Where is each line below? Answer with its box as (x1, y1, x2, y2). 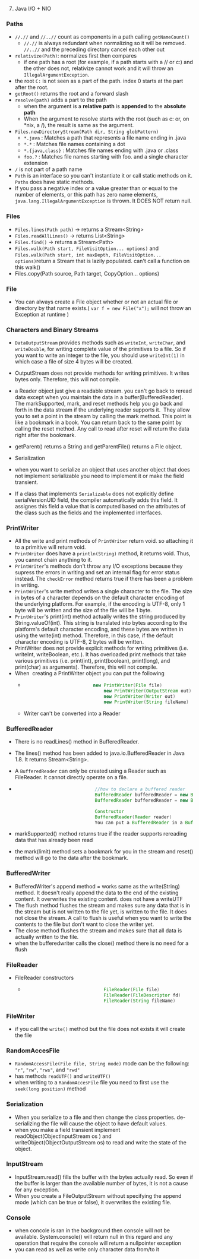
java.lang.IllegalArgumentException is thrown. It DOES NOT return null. (14, 197, 192, 204)
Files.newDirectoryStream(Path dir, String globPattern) (14, 129, 159, 135)
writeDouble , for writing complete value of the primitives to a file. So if (14, 346, 186, 353)
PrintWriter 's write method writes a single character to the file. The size (14, 588, 192, 595)
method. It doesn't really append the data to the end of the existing (14, 889, 179, 896)
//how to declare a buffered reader (94, 786, 185, 792)
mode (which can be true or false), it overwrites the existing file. (14, 1198, 172, 1206)
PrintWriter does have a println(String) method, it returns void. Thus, (14, 550, 191, 557)
